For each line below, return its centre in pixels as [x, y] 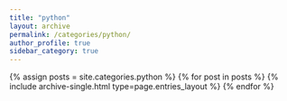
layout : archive [40, 26]
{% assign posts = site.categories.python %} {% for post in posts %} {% [144, 77]
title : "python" [40, 18]
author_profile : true [50, 43]
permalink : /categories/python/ [70, 34]
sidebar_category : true [54, 51]
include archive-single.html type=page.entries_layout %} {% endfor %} [142, 87]
